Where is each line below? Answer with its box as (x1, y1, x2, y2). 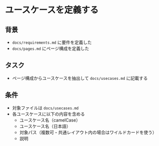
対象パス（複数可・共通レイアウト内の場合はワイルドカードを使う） (19, 129, 157, 135)
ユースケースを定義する (5, 4, 99, 16)
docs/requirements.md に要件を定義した (12, 40, 92, 45)
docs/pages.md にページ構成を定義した (12, 46, 90, 51)
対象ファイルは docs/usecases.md (12, 105, 79, 111)
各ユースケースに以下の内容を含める (12, 111, 85, 117)
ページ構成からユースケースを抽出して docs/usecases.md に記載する (12, 75, 148, 81)
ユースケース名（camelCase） (19, 117, 81, 123)
